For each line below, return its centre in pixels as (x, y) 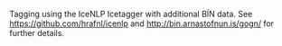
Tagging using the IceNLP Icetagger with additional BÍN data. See (131, 14)
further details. (37, 33)
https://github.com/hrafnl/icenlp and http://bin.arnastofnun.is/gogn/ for (141, 23)
